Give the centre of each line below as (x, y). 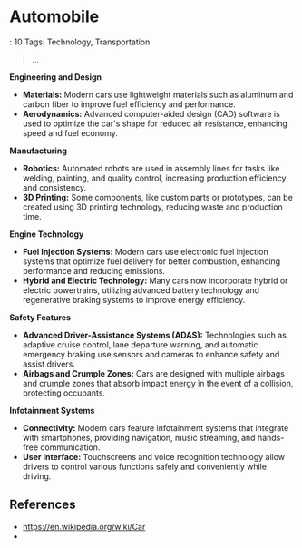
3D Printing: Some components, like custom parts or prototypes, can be (157, 197)
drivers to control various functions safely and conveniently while (145, 466)
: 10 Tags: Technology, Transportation (80, 42)
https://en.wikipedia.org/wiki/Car (84, 526)
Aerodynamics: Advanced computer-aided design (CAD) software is (151, 113)
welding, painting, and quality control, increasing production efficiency (154, 178)
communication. (70, 447)
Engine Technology (47, 234)
